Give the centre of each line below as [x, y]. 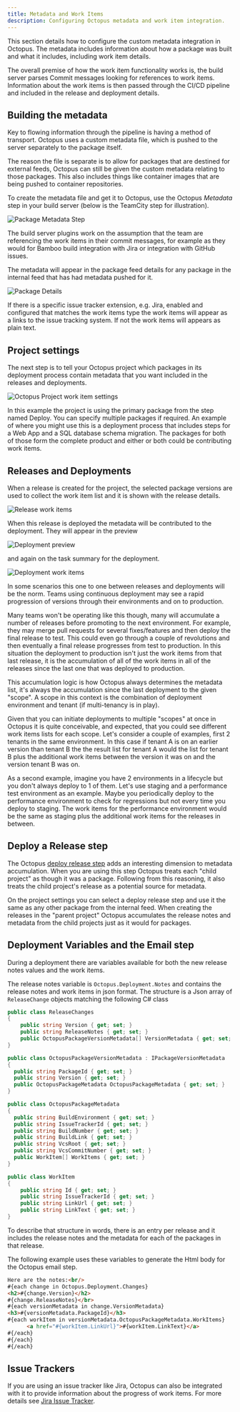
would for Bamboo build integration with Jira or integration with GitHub [111, 249]
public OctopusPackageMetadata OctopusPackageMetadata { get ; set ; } [119, 1085]
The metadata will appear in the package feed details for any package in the [120, 270]
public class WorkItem [41, 1177]
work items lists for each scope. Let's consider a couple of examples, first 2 [119, 733]
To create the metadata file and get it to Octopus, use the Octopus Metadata [120, 198]
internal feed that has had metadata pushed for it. [80, 277]
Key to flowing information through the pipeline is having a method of [109, 132]
